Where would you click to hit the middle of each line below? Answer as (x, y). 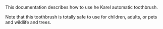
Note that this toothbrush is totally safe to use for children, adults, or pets (81, 17)
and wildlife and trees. (28, 22)
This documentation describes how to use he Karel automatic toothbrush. (82, 7)
